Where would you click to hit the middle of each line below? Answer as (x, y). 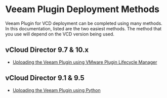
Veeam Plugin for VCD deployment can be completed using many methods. (84, 23)
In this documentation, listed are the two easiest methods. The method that (83, 28)
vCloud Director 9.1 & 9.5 (45, 78)
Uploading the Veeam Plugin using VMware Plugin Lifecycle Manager (85, 62)
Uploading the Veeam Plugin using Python (56, 90)
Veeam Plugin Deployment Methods (82, 9)
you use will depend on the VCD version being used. (60, 34)
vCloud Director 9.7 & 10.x (47, 50)
